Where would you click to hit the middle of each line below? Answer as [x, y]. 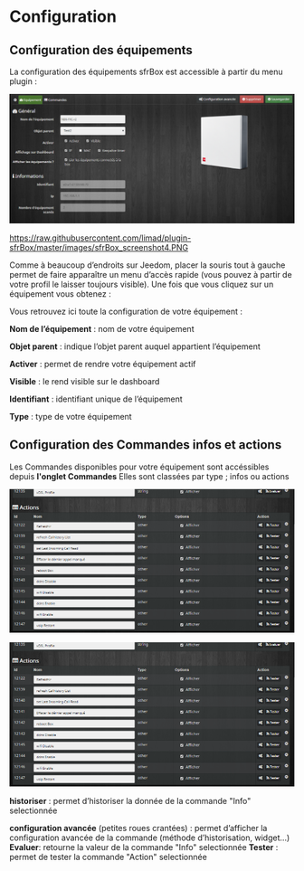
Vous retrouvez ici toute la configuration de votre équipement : [126, 311]
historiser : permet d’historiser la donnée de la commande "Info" [130, 800]
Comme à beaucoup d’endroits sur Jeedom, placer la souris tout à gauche [147, 265]
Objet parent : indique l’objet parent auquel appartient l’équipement [135, 346]
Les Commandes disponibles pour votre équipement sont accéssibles [139, 467]
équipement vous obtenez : [60, 293]
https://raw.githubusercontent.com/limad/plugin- [100, 238]
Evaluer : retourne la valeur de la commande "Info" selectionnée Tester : [144, 847]
